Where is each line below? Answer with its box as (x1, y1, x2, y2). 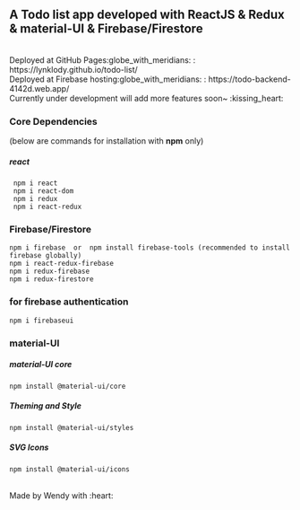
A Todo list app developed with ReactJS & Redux (9, 7, 285, 22)
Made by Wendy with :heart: (9, 489, 114, 501)
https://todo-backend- (208, 74, 291, 84)
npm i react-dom (13, 187, 74, 196)
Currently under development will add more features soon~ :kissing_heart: (9, 92, 284, 103)
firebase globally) (9, 251, 82, 260)
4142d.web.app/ (9, 83, 70, 93)
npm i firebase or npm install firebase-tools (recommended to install (9, 243, 291, 252)
